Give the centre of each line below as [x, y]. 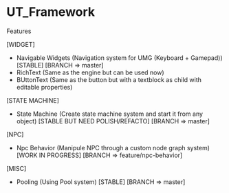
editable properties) [44, 87]
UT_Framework [51, 12]
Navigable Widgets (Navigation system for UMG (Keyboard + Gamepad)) [119, 58]
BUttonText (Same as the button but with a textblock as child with [109, 79]
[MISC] [17, 168]
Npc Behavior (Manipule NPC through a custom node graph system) [113, 148]
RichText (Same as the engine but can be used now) [90, 72]
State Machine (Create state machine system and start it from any [110, 114]
